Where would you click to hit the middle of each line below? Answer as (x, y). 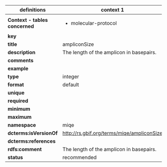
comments (21, 60)
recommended (80, 157)
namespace (22, 125)
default (71, 85)
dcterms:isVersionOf (33, 133)
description (22, 52)
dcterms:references (32, 141)
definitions (33, 10)
